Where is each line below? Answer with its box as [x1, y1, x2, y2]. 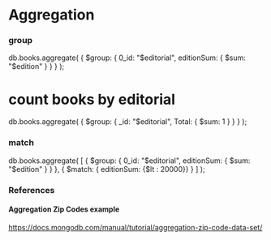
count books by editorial [8, 90, 176, 109]
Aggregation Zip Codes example [8, 204, 120, 214]
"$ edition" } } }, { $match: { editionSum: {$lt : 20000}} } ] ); [8, 164, 205, 174]
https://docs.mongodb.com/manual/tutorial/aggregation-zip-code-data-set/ [8, 222, 263, 232]
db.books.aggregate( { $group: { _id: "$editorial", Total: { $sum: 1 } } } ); [8, 117, 247, 126]
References [8, 184, 55, 195]
